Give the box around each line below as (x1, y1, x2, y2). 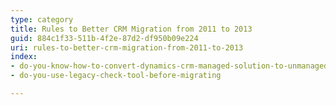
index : (10, 52, 38, 62)
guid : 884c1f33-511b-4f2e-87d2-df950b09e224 (10, 33, 199, 43)
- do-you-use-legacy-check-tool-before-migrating (10, 71, 222, 81)
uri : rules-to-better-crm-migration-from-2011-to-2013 (10, 42, 244, 53)
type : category (10, 14, 74, 25)
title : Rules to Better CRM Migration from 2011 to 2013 (10, 24, 253, 34)
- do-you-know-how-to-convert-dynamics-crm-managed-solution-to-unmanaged (10, 61, 329, 71)
